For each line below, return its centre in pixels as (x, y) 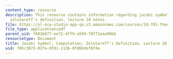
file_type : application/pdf (36, 29)
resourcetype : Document (31, 39)
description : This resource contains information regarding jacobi (79, 15)
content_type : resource (31, 10)
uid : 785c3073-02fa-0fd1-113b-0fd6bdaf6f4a (53, 48)
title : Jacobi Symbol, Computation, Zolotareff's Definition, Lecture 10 (86, 44)
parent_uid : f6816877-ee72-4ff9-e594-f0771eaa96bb (61, 34)
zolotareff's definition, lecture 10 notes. (58, 19)
